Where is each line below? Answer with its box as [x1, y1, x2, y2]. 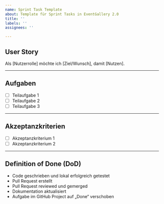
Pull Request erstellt [12, 178, 53, 184]
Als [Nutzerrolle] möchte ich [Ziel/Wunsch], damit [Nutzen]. [5, 61, 125, 66]
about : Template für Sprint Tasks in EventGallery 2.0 [5, 12, 119, 17]
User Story [5, 47, 39, 56]
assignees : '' [5, 25, 34, 30]
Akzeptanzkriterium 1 [12, 135, 55, 141]
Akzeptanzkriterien [5, 122, 65, 131]
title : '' [5, 16, 25, 21]
